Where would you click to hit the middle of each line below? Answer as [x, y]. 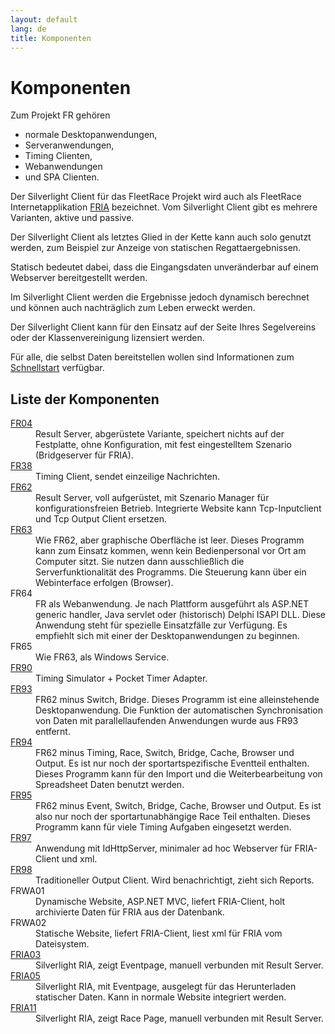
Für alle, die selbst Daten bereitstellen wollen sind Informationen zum [152, 357]
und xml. [79, 859]
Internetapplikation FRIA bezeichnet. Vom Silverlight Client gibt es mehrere [164, 207]
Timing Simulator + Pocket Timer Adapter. [121, 678]
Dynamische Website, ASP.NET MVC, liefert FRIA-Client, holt [160, 902]
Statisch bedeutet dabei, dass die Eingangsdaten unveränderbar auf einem [164, 267]
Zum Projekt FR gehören [60, 115]
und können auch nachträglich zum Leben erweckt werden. [133, 308]
